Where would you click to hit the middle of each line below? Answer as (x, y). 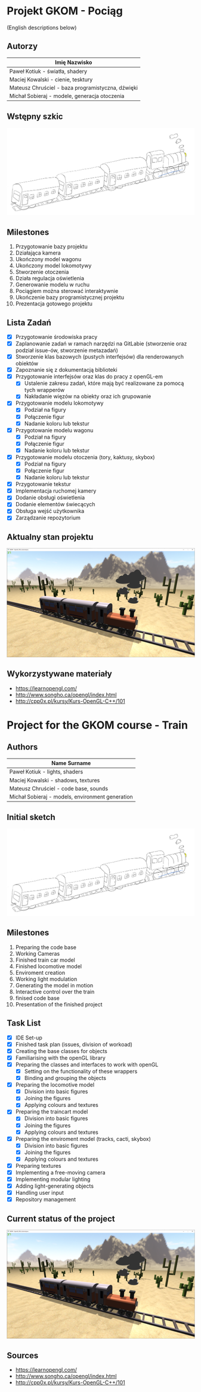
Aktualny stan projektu (50, 537)
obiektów (27, 363)
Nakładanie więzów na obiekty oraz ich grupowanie (88, 396)
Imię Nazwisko (74, 62)
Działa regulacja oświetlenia (50, 279)
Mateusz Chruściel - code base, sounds (59, 788)
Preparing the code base (46, 947)
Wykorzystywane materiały (59, 674)
